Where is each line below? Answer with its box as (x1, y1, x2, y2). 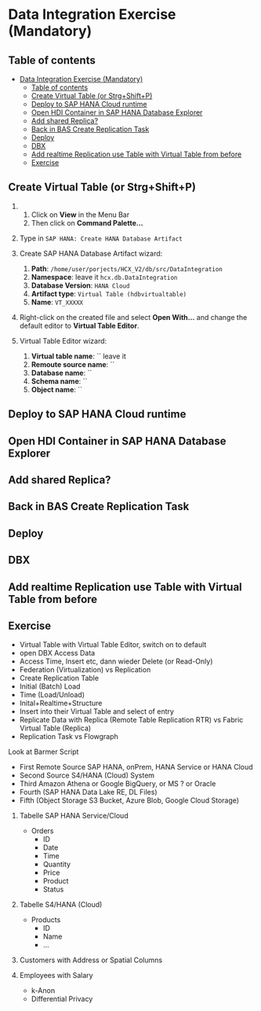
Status (42, 884, 64, 894)
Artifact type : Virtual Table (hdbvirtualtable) (31, 289, 187, 298)
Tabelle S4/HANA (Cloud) (19, 900, 103, 910)
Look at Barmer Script (8, 747, 79, 756)
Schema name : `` (31, 376, 88, 386)
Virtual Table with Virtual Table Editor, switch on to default (19, 640, 207, 649)
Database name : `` (31, 368, 92, 377)
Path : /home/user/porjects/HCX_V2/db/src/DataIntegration (31, 263, 223, 273)
